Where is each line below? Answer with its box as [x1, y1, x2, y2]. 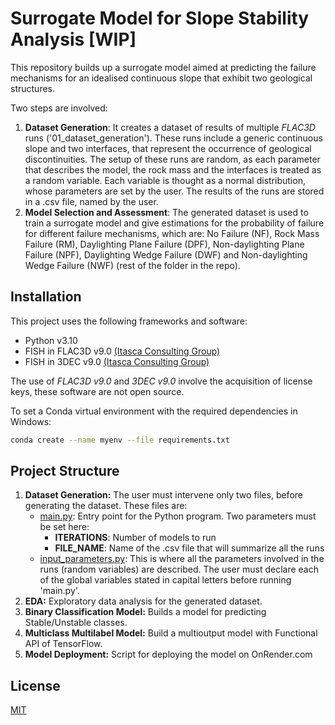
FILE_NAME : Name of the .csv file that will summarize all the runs [54, 542, 325, 554]
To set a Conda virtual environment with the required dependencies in [10, 405, 298, 417]
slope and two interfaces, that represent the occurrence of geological [24, 142, 312, 154]
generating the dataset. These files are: [24, 500, 188, 512]
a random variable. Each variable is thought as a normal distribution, [24, 174, 306, 186]
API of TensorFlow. [24, 638, 103, 650]
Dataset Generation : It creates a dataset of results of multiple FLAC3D [24, 121, 316, 133]
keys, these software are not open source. [10, 385, 185, 397]
